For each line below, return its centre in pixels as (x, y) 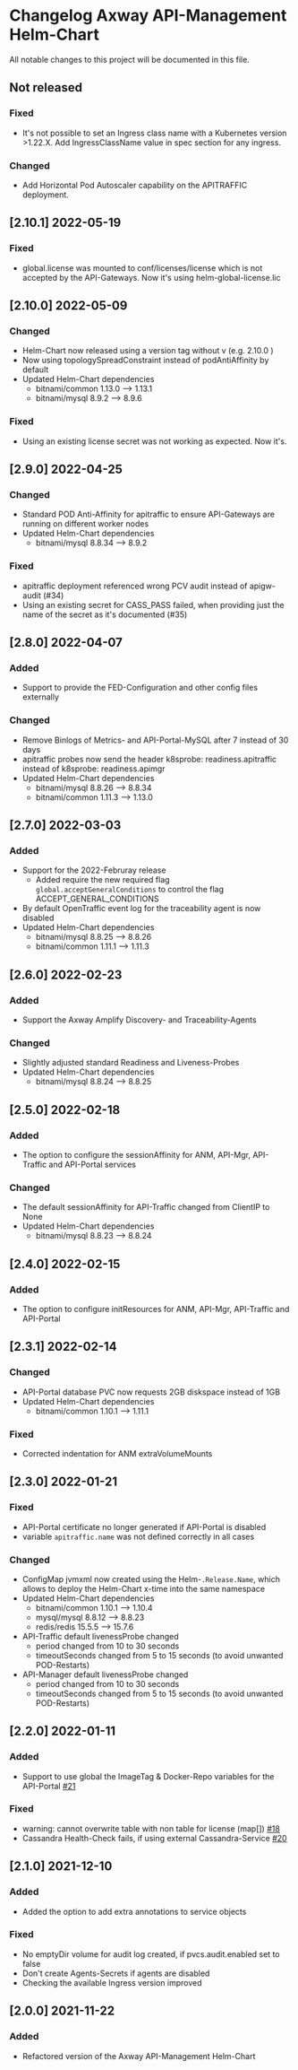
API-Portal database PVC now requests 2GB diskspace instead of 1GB (151, 1392)
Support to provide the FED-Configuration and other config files (140, 688)
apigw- (262, 586)
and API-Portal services (93, 1164)
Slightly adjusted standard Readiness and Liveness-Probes (131, 1063)
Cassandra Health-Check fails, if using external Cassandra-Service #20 (155, 1838)
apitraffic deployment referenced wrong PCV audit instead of (135, 586)
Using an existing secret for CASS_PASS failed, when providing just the (153, 604)
